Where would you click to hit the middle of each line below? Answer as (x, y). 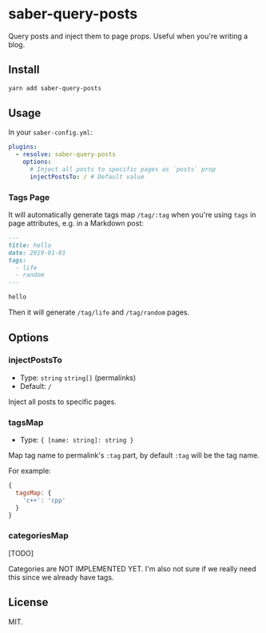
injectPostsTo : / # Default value (87, 177)
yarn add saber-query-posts (55, 88)
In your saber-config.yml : (51, 132)
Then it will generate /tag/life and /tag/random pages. (99, 312)
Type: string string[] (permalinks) (78, 378)
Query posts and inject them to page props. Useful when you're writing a (128, 36)
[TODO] (21, 553)
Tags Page (29, 197)
